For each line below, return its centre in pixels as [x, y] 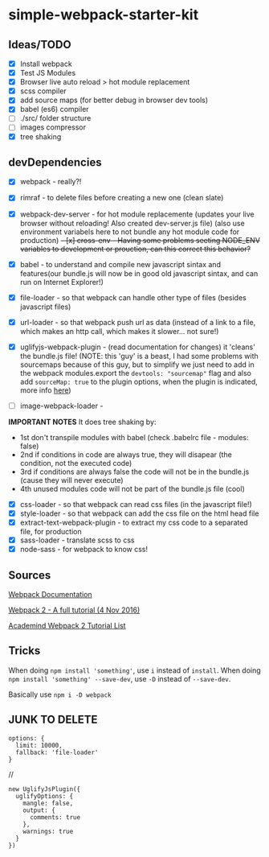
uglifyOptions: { [45, 796]
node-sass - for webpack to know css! [84, 550]
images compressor [53, 127]
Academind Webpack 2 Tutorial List [67, 626]
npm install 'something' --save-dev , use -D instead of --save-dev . [120, 678]
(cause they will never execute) [71, 480]
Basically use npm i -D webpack [60, 694]
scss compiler [43, 91]
